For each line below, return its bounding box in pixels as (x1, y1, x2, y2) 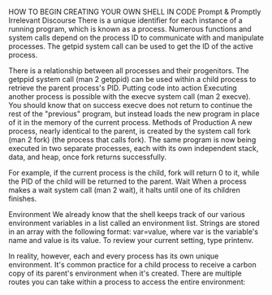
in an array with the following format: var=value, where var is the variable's (8, 227, 258, 236)
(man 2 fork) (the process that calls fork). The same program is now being (8, 135, 257, 145)
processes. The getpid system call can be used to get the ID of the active (8, 41, 253, 51)
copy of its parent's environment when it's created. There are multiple (8, 268, 242, 278)
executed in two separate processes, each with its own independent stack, (8, 144, 259, 153)
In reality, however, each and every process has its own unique (8, 251, 219, 261)
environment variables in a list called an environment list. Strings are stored (8, 219, 260, 228)
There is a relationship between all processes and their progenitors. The (8, 66, 249, 76)
